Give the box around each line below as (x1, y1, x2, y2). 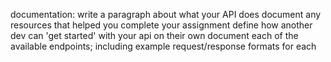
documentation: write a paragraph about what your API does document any (10, 9, 322, 20)
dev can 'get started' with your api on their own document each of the (10, 30, 299, 41)
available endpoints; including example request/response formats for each (10, 40, 317, 52)
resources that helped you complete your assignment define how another (10, 19, 313, 31)
